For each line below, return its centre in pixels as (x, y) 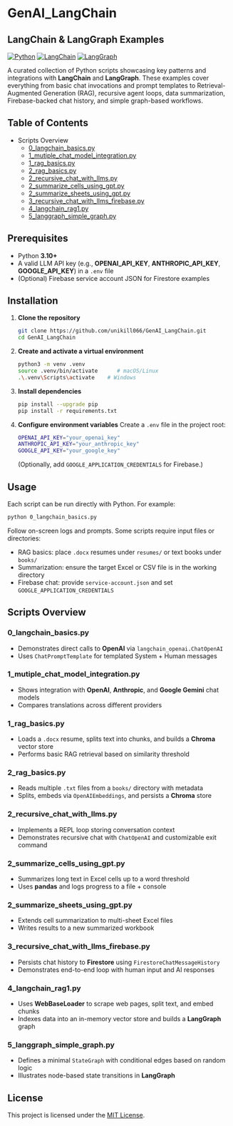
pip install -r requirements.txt (67, 411)
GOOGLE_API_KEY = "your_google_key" (69, 451)
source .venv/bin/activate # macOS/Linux (88, 371)
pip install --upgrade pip (58, 404)
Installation (33, 301)
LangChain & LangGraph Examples (86, 40)
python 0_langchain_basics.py (52, 517)
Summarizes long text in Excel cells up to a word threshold (104, 879)
